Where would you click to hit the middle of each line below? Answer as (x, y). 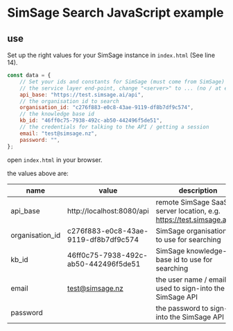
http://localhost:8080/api (108, 211)
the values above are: (38, 173)
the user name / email (191, 280)
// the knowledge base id (57, 114)
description (198, 191)
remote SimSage (183, 202)
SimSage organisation (191, 231)
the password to (182, 308)
